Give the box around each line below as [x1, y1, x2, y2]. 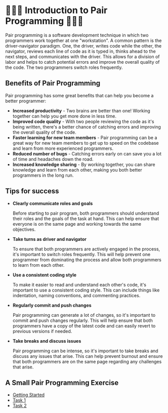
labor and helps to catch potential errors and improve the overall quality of [5, 59, 160, 65]
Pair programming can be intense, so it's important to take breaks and [12, 348, 158, 354]
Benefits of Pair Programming [5, 79, 101, 88]
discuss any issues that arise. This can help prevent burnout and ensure [12, 353, 163, 359]
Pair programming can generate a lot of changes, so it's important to [12, 312, 156, 318]
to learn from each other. [12, 262, 65, 268]
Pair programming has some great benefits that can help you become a [5, 92, 154, 98]
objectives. [12, 226, 36, 232]
